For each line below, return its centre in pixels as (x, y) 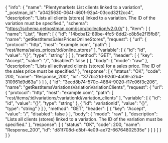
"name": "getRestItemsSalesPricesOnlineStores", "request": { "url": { (76, 39)
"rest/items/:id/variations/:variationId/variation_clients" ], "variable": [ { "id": (83, 98)
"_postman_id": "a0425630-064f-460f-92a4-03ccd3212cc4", (69, 13)
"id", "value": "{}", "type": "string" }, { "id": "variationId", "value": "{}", (76, 103)
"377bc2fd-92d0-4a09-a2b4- (112, 77)
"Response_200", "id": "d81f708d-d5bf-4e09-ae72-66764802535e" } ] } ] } (83, 130)
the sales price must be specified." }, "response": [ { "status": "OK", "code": (83, 71)
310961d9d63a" (22, 82)
